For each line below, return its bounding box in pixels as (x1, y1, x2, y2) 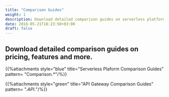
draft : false (5, 26, 33, 31)
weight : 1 (5, 12, 26, 17)
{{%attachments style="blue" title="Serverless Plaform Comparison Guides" (5, 66, 164, 72)
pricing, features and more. (5, 52, 93, 61)
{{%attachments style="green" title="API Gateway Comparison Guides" (5, 81, 154, 87)
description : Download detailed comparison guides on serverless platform (5, 17, 165, 22)
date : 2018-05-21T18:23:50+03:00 (5, 21, 75, 27)
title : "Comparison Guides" (5, 7, 64, 13)
